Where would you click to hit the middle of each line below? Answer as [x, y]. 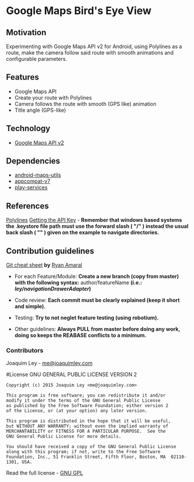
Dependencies [33, 161]
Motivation [26, 33]
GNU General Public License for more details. [64, 437]
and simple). [30, 306]
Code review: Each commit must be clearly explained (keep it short [97, 300]
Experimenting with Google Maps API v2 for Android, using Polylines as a [94, 46]
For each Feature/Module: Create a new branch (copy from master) [97, 276]
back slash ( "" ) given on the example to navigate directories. [83, 233]
